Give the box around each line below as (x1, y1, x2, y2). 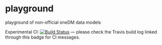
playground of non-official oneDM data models (5, 19, 101, 25)
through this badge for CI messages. (5, 34, 81, 40)
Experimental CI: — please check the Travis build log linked (5, 29, 158, 35)
